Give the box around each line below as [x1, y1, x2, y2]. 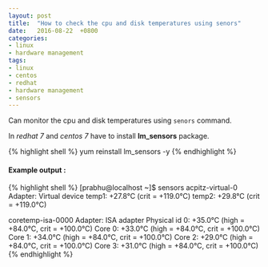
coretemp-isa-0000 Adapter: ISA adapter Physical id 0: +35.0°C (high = [8, 216, 246, 225]
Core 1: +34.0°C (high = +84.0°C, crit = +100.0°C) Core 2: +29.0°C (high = [8, 233, 254, 242]
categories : [8, 34, 48, 42]
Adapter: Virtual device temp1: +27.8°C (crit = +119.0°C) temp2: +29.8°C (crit [8, 192, 260, 201]
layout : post [8, 11, 52, 20]
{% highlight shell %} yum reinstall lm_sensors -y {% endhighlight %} [8, 147, 237, 156]
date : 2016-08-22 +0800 [8, 26, 98, 34]
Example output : [8, 165, 66, 175]
